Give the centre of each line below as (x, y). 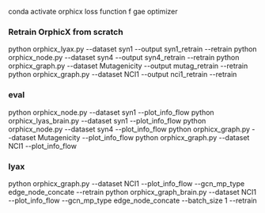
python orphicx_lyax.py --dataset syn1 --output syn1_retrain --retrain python (132, 49)
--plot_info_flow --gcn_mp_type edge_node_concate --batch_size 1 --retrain (132, 200)
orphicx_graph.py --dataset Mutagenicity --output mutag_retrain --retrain (128, 66)
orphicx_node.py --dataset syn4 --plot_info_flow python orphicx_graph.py (129, 129)
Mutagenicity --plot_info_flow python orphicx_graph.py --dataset (144, 137)
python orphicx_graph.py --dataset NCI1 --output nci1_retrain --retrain (123, 74)
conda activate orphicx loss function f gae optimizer (93, 11)
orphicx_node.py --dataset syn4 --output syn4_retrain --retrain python (124, 58)
